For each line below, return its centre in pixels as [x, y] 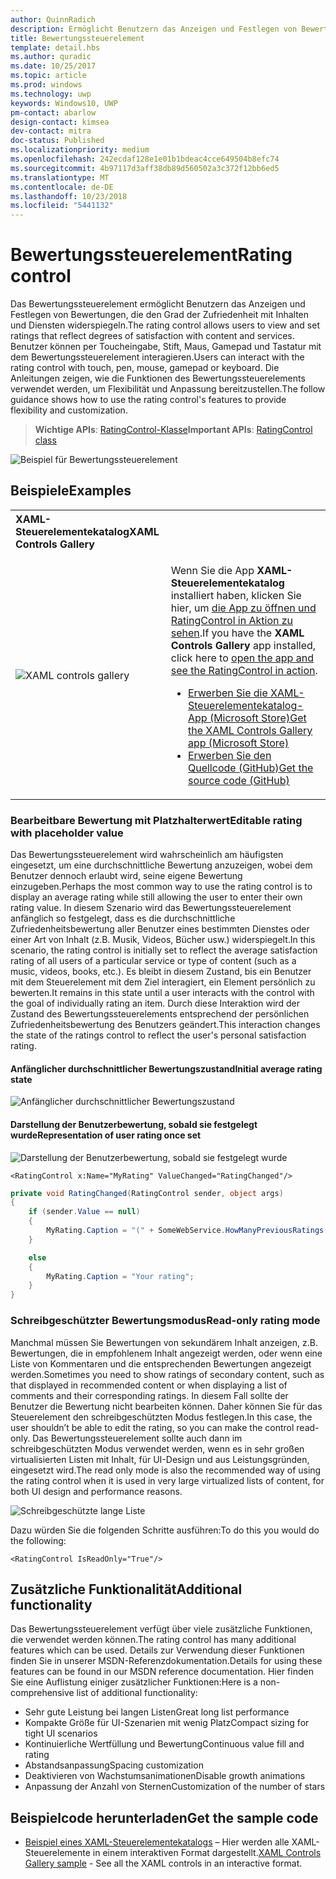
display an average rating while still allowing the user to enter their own [156, 897]
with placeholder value [67, 833]
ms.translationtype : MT [60, 177]
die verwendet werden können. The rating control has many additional [153, 1640]
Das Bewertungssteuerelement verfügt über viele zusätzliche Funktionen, [161, 1629]
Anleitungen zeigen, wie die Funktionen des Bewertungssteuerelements [158, 378]
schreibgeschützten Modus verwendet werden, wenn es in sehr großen [157, 1448]
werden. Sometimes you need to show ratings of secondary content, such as [167, 1374]
